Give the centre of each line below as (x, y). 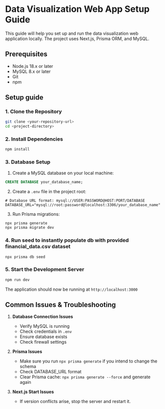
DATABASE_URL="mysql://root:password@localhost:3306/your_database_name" (83, 205)
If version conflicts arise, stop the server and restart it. (75, 402)
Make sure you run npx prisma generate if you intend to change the (88, 361)
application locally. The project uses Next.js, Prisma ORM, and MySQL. (77, 39)
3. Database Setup (28, 162)
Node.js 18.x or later (33, 66)
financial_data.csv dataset (38, 247)
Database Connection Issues (43, 317)
